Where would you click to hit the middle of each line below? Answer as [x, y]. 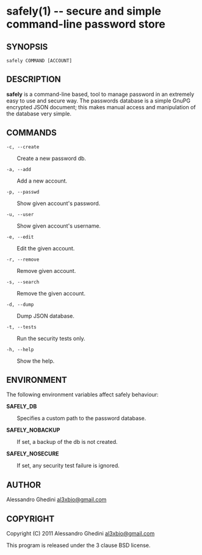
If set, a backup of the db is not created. [67, 442]
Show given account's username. [59, 226]
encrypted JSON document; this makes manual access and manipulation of [101, 107]
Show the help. [36, 361]
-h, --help [20, 349]
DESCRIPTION [34, 80]
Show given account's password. [59, 203]
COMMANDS [31, 133]
